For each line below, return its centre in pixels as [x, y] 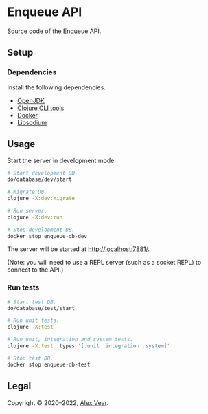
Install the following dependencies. [57, 87]
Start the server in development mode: [62, 161]
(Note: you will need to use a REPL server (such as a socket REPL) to [104, 263]
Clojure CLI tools [41, 108]
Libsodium [32, 122]
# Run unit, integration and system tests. [70, 340]
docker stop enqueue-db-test [49, 364]
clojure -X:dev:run [35, 217]
